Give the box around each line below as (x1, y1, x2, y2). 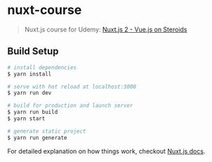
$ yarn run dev (7, 89, 52, 96)
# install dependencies (7, 64, 77, 71)
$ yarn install (7, 71, 52, 78)
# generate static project (7, 128, 86, 135)
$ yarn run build (7, 109, 58, 116)
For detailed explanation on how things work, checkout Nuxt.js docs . (7, 147, 206, 155)
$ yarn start (7, 115, 46, 122)
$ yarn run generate (7, 134, 68, 141)
